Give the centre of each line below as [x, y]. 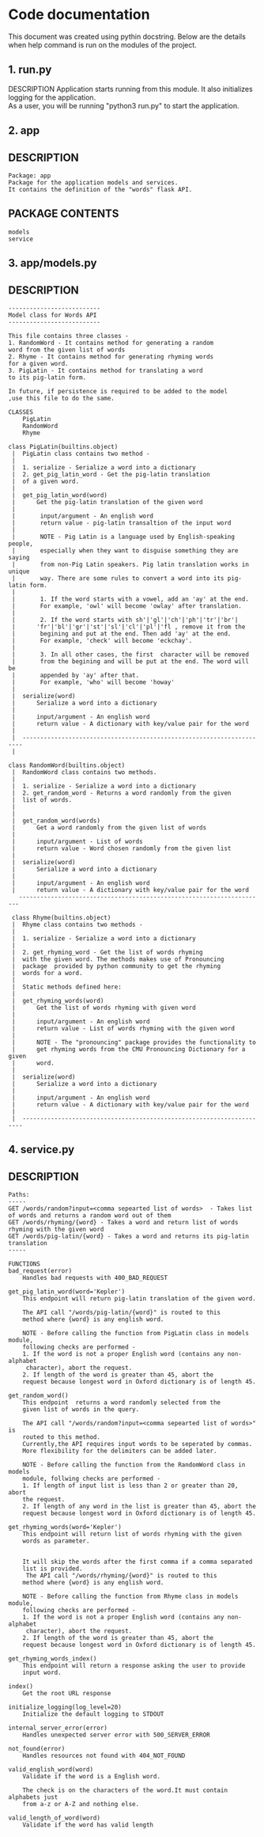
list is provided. [53, 1569]
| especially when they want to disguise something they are [125, 550]
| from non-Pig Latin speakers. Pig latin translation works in [130, 564]
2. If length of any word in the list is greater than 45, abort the [140, 1507]
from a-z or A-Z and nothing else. [81, 1805]
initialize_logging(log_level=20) [65, 1707]
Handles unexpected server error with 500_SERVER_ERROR [117, 1735]
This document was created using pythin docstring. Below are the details [127, 36]
